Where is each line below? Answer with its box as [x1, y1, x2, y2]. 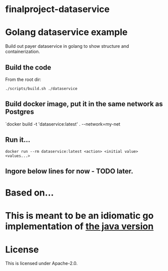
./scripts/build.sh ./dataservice [5, 86, 78, 91]
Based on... [5, 187, 54, 199]
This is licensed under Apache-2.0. [5, 260, 78, 266]
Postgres [5, 108, 34, 116]
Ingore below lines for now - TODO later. [5, 167, 133, 175]
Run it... [5, 136, 31, 144]
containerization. [5, 49, 40, 55]
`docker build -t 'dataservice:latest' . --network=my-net [5, 121, 121, 127]
